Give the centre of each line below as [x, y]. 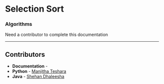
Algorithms [19, 24]
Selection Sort [35, 9]
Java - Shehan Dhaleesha [38, 77]
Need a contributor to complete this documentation [57, 34]
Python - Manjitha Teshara [39, 71]
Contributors [25, 54]
